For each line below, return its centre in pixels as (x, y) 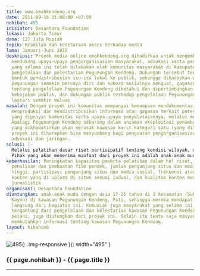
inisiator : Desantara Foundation (48, 28)
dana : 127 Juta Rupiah (34, 39)
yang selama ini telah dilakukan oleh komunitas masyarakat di (91, 67)
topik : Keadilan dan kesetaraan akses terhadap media (74, 45)
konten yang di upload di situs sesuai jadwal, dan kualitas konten (98, 178)
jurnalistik (26, 183)
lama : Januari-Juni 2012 (37, 51)
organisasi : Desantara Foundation (49, 189)
